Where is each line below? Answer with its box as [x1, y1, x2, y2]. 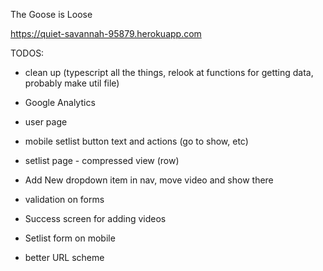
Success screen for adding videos [24, 213, 167, 224]
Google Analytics [24, 97, 96, 108]
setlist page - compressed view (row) [24, 155, 180, 166]
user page [24, 116, 68, 128]
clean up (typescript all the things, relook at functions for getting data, [24, 67, 314, 78]
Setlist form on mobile [24, 232, 116, 244]
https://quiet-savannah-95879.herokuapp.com [10, 28, 202, 39]
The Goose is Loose [10, 9, 93, 20]
